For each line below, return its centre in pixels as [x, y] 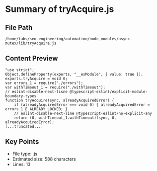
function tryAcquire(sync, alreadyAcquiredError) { [60, 100]
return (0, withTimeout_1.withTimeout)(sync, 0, [65, 118]
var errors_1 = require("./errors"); [44, 83]
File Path [19, 28]
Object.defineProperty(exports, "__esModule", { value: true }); [74, 74]
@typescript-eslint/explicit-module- [109, 91]
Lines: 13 [21, 164]
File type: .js [25, 154]
